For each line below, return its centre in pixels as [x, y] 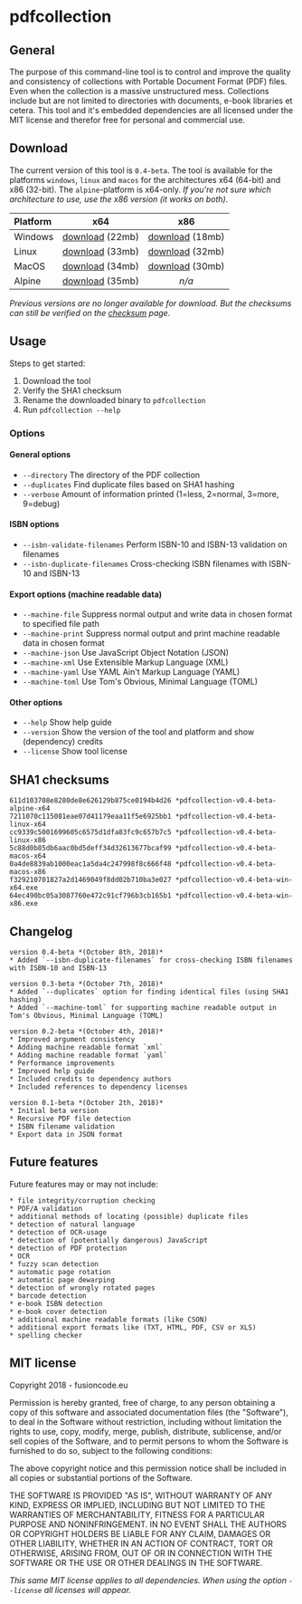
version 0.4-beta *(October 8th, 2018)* [87, 952]
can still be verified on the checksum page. [90, 312]
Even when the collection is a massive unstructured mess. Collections [139, 91]
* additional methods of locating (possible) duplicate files [129, 1216]
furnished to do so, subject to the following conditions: [111, 1450]
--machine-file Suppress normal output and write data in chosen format [157, 614]
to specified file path [61, 624]
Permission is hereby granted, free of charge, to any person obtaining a [142, 1402]
